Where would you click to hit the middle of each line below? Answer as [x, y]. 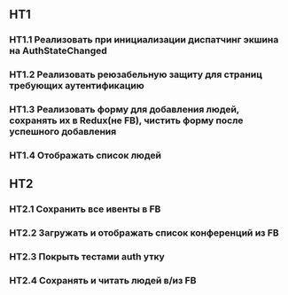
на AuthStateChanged [58, 50]
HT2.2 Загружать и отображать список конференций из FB [144, 233]
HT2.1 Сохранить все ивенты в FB [85, 209]
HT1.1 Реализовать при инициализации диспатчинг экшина [144, 40]
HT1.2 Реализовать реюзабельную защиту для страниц [136, 74]
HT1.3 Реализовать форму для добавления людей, [125, 110]
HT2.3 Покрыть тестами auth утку [87, 257]
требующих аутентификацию [77, 86]
